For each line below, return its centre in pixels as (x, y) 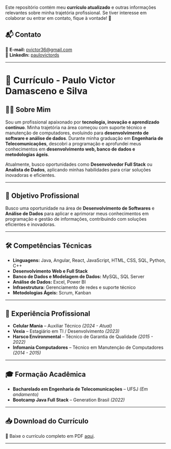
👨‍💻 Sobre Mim (28, 110)
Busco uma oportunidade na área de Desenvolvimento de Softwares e (80, 208)
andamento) (26, 395)
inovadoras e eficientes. (31, 175)
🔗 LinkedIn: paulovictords (32, 55)
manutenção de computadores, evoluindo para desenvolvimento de (77, 133)
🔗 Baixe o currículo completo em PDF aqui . (50, 436)
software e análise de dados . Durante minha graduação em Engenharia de (84, 138)
